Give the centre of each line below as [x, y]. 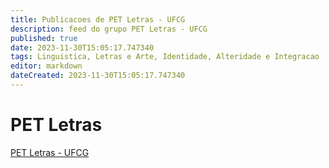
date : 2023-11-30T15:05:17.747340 [82, 47]
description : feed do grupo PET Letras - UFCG [109, 29]
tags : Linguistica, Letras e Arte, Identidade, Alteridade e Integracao [165, 57]
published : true [44, 38]
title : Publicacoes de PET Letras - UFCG [98, 19]
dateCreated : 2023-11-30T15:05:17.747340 [98, 76]
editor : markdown [46, 66]
